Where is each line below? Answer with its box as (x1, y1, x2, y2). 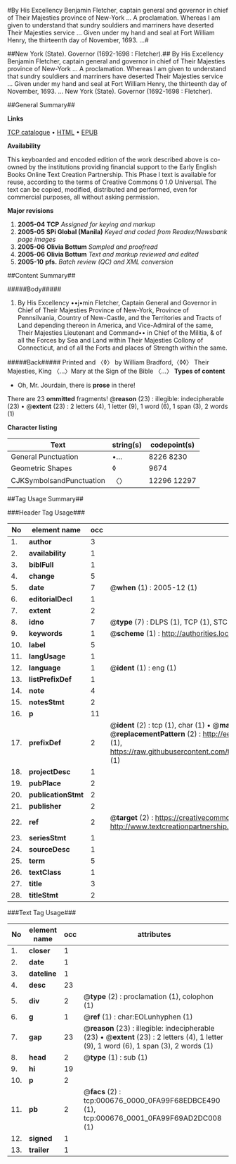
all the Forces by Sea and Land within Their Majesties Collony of (17, 336, 204, 344)
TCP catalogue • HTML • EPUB (7, 128, 98, 136)
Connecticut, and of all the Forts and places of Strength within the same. (17, 343, 228, 352)
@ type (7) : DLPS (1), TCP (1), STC (110, 617, 228, 627)
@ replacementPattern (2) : (110, 729, 202, 739)
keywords (29, 629, 63, 638)
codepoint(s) (150, 440, 195, 450)
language (29, 663, 61, 673)
